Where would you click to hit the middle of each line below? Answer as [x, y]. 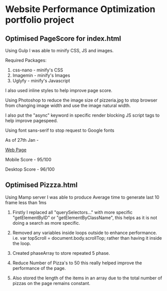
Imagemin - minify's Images [41, 75]
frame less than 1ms [26, 203]
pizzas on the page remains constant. [51, 283]
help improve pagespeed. [32, 121]
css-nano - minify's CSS [38, 70]
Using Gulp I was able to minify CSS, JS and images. [59, 51]
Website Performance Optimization [80, 9]
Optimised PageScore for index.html [63, 38]
